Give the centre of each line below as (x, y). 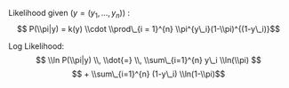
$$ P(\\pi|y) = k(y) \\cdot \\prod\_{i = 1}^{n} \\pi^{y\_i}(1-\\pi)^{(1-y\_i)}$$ (149, 28)
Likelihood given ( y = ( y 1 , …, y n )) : (69, 14)
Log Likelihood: (36, 46)
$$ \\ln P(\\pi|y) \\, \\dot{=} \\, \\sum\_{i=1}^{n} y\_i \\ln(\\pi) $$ (149, 60)
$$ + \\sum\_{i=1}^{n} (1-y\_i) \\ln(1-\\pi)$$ (149, 74)
